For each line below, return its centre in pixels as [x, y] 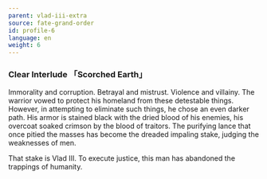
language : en [30, 38]
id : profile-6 [32, 30]
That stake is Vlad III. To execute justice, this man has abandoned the [122, 158]
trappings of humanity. [45, 167]
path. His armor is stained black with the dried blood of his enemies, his [126, 118]
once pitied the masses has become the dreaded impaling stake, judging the [133, 134]
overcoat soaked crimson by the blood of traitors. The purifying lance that [130, 126]
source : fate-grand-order [51, 23]
